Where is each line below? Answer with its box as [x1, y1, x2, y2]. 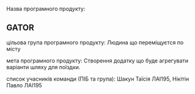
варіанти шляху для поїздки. [6, 63, 81, 70]
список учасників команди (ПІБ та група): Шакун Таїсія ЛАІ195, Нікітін [6, 75, 189, 82]
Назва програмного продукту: [6, 5, 86, 12]
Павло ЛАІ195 [6, 81, 43, 89]
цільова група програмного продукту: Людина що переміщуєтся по [6, 39, 184, 46]
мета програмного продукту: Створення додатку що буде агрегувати [6, 57, 188, 64]
